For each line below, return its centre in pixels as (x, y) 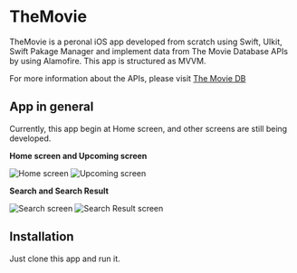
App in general (52, 107)
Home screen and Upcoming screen (78, 155)
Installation (42, 237)
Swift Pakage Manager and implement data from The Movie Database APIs (148, 51)
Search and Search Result (59, 191)
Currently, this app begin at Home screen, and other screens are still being (148, 128)
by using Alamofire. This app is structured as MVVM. (108, 61)
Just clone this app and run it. (65, 259)
